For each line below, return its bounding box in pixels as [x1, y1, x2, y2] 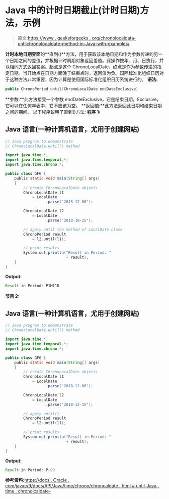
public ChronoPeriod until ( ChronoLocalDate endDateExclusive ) [5, 86, 138, 92]
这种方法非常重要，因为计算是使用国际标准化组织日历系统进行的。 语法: [9, 76, 158, 82]
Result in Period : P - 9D [5, 467, 55, 473]
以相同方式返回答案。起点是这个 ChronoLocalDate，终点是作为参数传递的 [5, 64, 157, 70]
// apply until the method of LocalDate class [23, 227, 123, 232]
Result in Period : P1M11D [5, 283, 59, 288]
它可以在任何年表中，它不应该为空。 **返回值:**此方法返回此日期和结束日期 [5, 102, 162, 109]
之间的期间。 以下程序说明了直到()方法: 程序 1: [5, 109, 101, 115]
